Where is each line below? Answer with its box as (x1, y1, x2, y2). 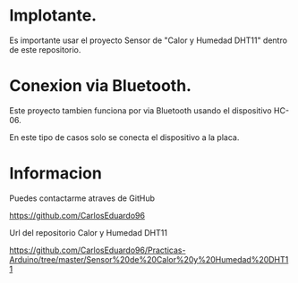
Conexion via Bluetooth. (9, 76, 192, 96)
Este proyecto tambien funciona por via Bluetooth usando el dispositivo (9, 104, 272, 116)
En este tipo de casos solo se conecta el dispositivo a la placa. (9, 131, 240, 143)
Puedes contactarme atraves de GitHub (9, 193, 155, 204)
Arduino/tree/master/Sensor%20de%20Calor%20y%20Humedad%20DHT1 (9, 254, 289, 264)
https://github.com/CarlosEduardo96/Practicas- (9, 245, 186, 255)
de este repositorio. (9, 44, 81, 54)
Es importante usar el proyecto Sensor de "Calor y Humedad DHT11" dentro (9, 35, 288, 46)
